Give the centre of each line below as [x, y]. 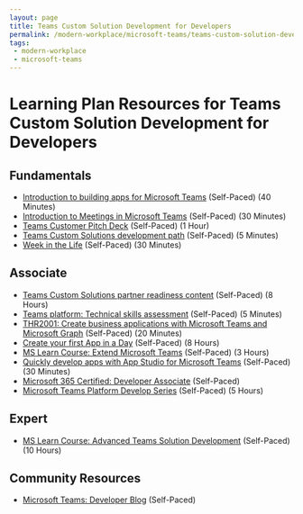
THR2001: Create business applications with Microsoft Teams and [145, 323]
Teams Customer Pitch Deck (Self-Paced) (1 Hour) [116, 225]
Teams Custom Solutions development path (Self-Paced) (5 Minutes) [151, 235]
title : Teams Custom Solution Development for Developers [120, 26]
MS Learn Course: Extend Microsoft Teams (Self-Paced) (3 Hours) [146, 352]
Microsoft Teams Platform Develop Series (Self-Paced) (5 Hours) [143, 390]
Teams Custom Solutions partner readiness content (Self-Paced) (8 [147, 294]
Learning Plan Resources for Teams [145, 104]
